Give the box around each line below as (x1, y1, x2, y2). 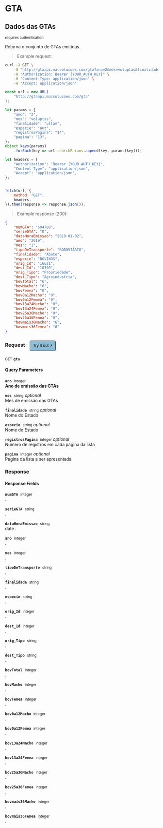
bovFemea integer (5, 697, 37, 702)
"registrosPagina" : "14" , (14, 130, 66, 135)
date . (5, 526, 17, 532)
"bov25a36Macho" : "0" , (14, 311, 60, 316)
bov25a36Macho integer (5, 770, 48, 775)
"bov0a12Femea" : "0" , (14, 297, 57, 302)
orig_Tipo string (5, 638, 37, 644)
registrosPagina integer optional (5, 436, 69, 442)
